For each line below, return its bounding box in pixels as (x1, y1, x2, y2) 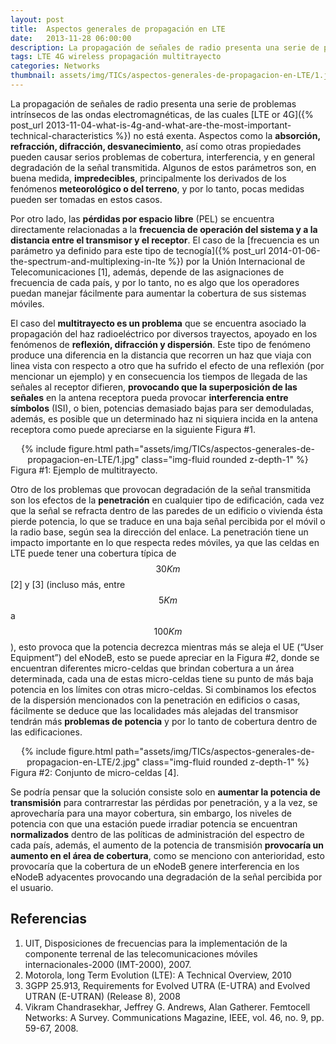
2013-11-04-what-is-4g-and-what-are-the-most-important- (45, 119, 292, 131)
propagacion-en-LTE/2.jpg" (26, 756, 141, 768)
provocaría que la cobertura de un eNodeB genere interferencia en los (10, 860, 300, 872)
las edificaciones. (10, 726, 83, 738)
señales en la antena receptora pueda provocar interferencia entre (10, 391, 289, 403)
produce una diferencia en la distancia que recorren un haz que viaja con (10, 349, 312, 361)
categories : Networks (10, 61, 101, 71)
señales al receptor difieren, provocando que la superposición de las (10, 381, 298, 393)
